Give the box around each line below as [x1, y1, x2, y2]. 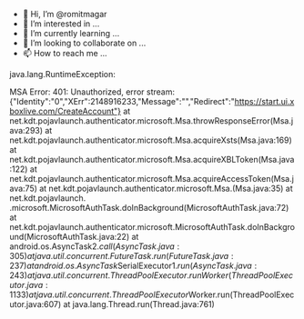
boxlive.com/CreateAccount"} [9, 105, 121, 116]
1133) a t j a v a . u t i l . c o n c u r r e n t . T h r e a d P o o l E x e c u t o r [9, 289, 189, 300]
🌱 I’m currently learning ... [22, 28, 120, 38]
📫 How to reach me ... [22, 48, 107, 58]
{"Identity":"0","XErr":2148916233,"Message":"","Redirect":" [9, 96, 235, 106]
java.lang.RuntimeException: [9, 69, 116, 79]
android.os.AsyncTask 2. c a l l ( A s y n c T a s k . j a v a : [9, 241, 180, 252]
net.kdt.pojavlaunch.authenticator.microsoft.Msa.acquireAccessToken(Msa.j [9, 174, 294, 184]
